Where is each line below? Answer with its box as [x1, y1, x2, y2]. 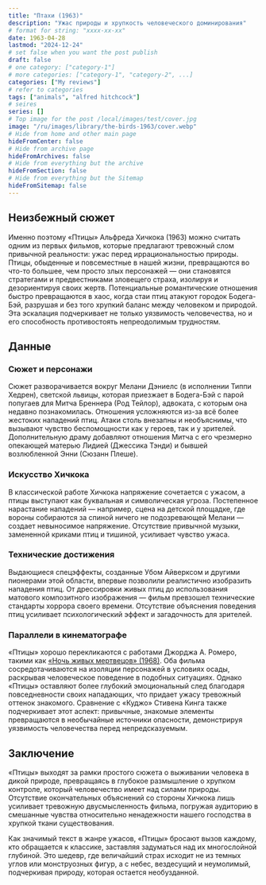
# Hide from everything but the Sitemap [8, 174, 145, 183]
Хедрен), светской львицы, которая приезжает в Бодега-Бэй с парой [8, 390, 245, 400]
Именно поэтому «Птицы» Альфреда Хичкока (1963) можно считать [8, 232, 241, 242]
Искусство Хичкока [8, 469, 90, 480]
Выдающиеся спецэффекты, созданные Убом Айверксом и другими [8, 567, 241, 576]
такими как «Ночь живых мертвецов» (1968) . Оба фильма [8, 656, 206, 666]
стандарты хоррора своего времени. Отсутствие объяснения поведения [8, 601, 256, 611]
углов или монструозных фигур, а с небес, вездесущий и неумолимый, [8, 859, 251, 868]
